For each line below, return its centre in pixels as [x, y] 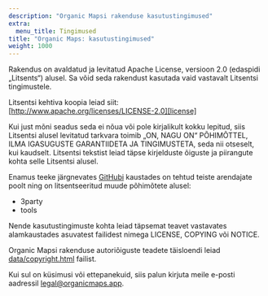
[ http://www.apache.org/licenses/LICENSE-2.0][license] [103, 111]
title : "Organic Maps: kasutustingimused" [81, 39]
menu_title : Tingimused [56, 31]
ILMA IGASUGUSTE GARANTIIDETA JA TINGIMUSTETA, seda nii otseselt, [132, 144]
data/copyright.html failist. [53, 259]
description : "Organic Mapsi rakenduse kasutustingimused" [111, 16]
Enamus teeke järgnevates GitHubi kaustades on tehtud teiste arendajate [130, 177]
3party [31, 202]
